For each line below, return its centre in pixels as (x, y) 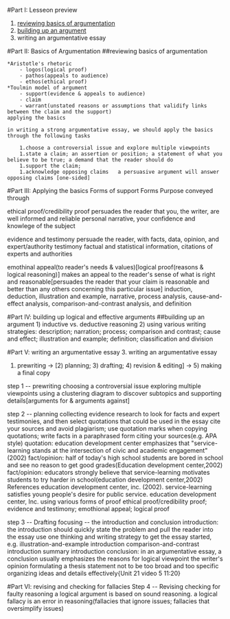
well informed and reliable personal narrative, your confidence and (101, 218)
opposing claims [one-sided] (49, 178)
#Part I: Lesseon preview (42, 10)
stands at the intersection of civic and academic (100, 450)
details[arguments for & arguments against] (69, 401)
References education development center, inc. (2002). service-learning (110, 487)
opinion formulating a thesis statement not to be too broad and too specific (113, 566)
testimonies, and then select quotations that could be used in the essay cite (114, 421)
